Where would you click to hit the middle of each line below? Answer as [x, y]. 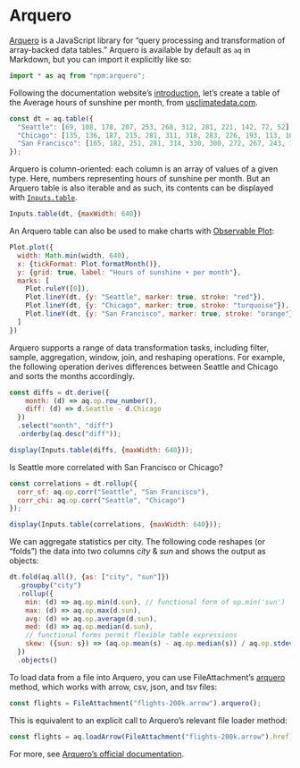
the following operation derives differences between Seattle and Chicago [144, 367]
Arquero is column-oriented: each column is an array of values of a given [144, 169]
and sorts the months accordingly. [72, 376]
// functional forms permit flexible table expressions [132, 636]
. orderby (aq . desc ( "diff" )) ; [70, 435]
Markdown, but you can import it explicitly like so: [100, 59]
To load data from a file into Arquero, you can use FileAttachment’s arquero [147, 677]
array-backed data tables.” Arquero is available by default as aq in [130, 49]
